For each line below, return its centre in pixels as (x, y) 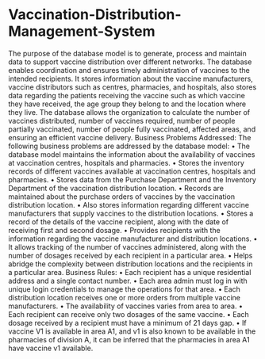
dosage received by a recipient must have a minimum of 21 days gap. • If (128, 323)
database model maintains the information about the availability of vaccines (132, 154)
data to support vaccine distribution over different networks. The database (130, 62)
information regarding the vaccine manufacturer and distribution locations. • (133, 239)
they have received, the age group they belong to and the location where (127, 104)
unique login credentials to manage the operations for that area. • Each (124, 289)
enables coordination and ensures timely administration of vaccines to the (129, 70)
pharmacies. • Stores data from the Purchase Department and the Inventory (132, 179)
